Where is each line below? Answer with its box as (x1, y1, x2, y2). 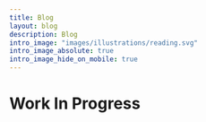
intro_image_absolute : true (9, 47, 115, 56)
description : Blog (9, 30, 78, 39)
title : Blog (9, 13, 54, 22)
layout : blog (9, 22, 58, 30)
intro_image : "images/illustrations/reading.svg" (9, 38, 199, 48)
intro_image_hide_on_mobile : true (9, 55, 139, 64)
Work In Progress (9, 93, 141, 114)
